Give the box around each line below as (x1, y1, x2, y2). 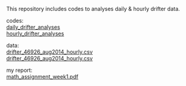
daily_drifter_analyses (6, 24, 61, 30)
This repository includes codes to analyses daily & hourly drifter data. (6, 5, 181, 12)
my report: (6, 66, 33, 74)
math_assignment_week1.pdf (6, 73, 79, 80)
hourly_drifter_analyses (6, 30, 64, 37)
